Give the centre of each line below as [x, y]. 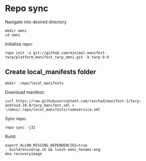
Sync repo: [16, 118]
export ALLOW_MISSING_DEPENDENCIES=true [46, 145]
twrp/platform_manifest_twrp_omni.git [44, 57]
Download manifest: [25, 92]
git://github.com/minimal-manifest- [70, 53]
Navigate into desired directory [36, 22]
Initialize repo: [19, 44]
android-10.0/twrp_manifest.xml [37, 105]
